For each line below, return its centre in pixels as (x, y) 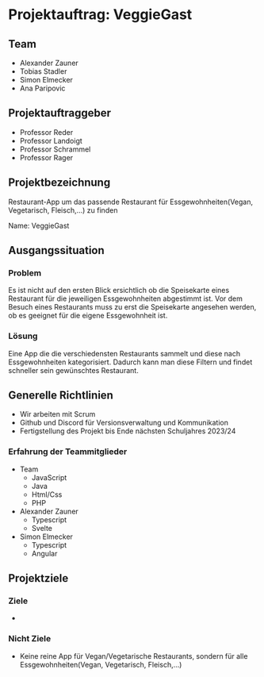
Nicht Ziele (30, 639)
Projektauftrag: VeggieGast (100, 15)
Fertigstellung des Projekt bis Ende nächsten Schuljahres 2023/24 (128, 431)
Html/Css (47, 494)
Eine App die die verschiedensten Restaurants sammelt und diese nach (124, 353)
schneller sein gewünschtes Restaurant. (73, 370)
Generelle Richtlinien (61, 395)
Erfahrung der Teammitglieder (68, 452)
